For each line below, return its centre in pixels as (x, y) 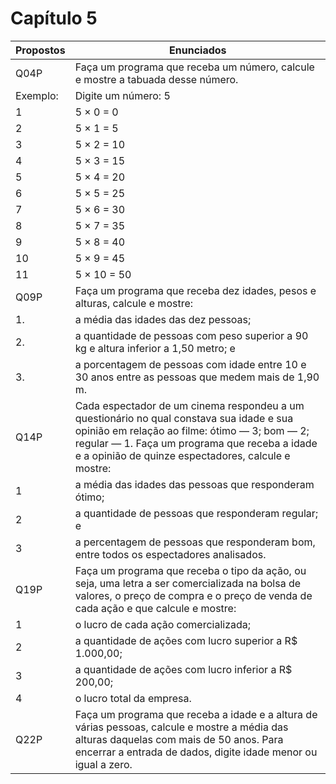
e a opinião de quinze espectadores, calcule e (182, 455)
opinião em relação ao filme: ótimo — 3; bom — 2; (192, 430)
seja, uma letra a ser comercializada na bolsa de (188, 583)
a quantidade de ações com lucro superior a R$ (186, 640)
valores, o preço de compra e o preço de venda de (193, 595)
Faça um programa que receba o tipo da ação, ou (190, 570)
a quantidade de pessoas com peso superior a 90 (191, 335)
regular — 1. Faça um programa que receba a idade (196, 443)
